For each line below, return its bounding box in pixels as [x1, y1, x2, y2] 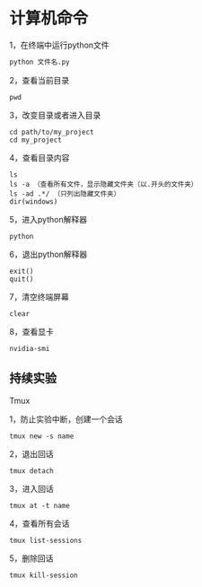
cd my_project [9, 136, 63, 145]
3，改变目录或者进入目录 [9, 110, 101, 120]
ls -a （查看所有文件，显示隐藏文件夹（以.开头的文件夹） [9, 180, 198, 188]
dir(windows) [9, 197, 58, 206]
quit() [9, 275, 34, 284]
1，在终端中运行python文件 [9, 39, 110, 50]
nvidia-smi [9, 344, 50, 353]
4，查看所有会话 [9, 518, 70, 529]
